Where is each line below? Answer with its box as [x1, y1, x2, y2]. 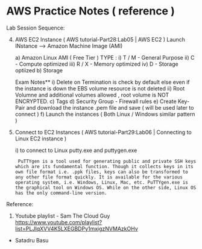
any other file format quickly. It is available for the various [14, 174, 183, 180]
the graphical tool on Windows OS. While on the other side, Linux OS [14, 184, 197, 191]
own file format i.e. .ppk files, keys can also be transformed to [14, 169, 188, 175]
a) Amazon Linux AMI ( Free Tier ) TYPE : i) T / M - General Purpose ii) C [14, 54, 195, 61]
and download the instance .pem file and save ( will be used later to [26, 104, 194, 111]
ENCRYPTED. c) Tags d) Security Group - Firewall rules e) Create [14, 98, 177, 105]
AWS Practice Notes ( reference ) [6, 4, 175, 18]
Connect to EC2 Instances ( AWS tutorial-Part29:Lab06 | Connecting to [14, 128, 192, 136]
